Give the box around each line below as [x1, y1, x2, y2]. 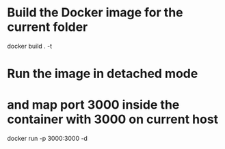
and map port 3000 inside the [7, 97, 180, 113]
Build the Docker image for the [7, 5, 183, 21]
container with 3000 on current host [7, 111, 219, 127]
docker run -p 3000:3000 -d [7, 135, 88, 143]
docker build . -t [7, 42, 53, 50]
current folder [7, 19, 88, 35]
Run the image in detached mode [7, 66, 198, 81]
